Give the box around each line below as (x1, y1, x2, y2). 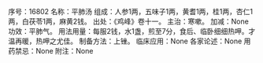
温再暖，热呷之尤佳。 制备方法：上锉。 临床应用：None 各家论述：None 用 (8, 36, 251, 46)
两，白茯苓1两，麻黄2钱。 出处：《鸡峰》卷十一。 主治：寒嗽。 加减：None (8, 17, 250, 26)
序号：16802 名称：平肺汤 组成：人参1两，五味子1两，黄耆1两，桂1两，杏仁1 (8, 7, 254, 16)
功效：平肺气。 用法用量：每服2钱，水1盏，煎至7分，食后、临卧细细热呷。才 (8, 27, 256, 35)
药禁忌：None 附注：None (8, 46, 94, 55)
